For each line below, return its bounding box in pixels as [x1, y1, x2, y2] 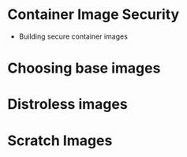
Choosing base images [7, 59, 161, 77]
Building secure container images [18, 32, 128, 41]
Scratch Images [7, 132, 113, 149]
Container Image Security [7, 6, 180, 24]
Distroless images [7, 95, 128, 114]
